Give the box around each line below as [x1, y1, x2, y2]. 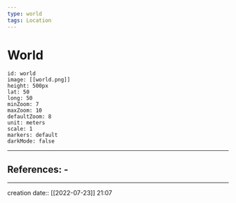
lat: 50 [7, 89, 30, 96]
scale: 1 [7, 126, 33, 133]
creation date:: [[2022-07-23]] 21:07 [7, 189, 112, 197]
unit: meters [7, 119, 46, 126]
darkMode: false [7, 138, 55, 145]
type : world [7, 10, 42, 18]
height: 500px [7, 82, 49, 90]
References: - [7, 163, 69, 176]
